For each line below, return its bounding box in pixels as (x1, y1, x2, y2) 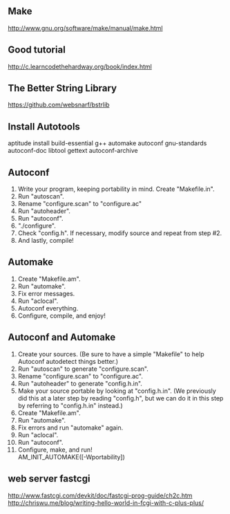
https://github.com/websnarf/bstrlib (8, 100, 110, 109)
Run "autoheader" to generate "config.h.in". (17, 379, 142, 387)
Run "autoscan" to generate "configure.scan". (17, 365, 149, 373)
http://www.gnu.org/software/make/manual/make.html (8, 24, 163, 32)
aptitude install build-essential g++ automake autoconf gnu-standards (8, 139, 207, 147)
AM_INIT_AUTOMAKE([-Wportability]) (17, 452, 125, 461)
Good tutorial (8, 44, 66, 56)
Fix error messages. (17, 289, 75, 297)
